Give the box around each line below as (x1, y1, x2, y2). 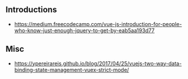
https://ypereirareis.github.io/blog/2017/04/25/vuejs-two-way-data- (14, 59, 182, 67)
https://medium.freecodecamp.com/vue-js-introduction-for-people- (14, 20, 183, 27)
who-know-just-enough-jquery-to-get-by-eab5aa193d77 (14, 27, 155, 34)
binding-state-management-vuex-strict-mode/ (14, 66, 130, 73)
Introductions (5, 5, 57, 15)
